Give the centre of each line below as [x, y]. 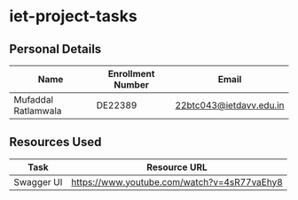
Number [131, 85]
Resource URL [177, 167]
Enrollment [131, 74]
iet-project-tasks [73, 16]
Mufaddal [34, 100]
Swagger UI [38, 181]
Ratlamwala [38, 111]
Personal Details [55, 49]
